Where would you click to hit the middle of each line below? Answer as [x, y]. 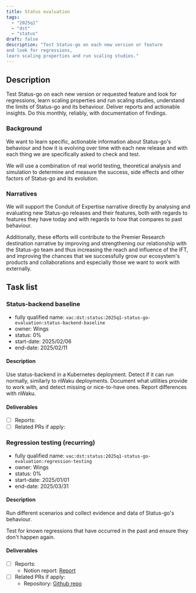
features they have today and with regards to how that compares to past [94, 219]
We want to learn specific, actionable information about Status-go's [89, 141]
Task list [22, 287]
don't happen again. [30, 537]
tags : [13, 17]
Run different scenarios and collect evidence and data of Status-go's [90, 513]
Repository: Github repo [53, 583]
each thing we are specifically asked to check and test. [73, 154]
